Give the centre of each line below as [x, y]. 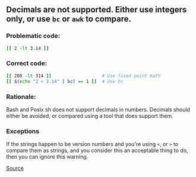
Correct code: [27, 64]
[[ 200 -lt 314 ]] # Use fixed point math [83, 76]
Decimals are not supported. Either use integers [97, 10]
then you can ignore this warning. [47, 157]
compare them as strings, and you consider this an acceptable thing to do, [97, 150]
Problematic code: [33, 36]
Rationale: [21, 96]
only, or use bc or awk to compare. [69, 19]
